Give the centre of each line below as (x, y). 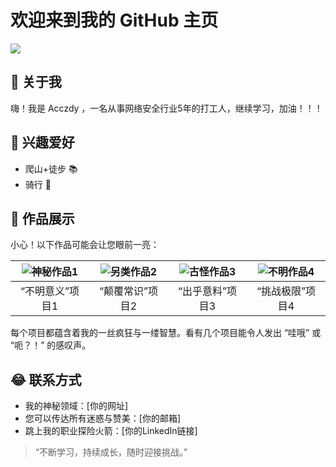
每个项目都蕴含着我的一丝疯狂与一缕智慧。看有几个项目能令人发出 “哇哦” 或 (166, 333)
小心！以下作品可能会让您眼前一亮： (85, 245)
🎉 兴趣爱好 (42, 142)
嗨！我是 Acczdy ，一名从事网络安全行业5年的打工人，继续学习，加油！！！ (166, 108)
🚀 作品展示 (42, 218)
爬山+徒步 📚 (51, 168)
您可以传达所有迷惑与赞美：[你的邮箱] (103, 418)
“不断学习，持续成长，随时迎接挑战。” (111, 452)
